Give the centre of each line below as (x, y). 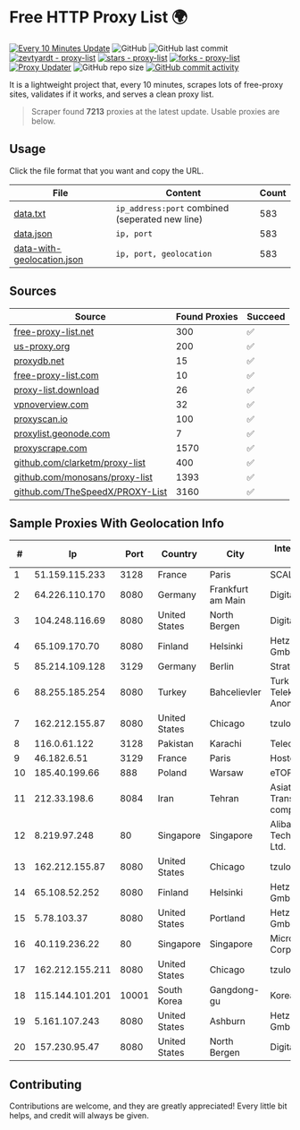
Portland (227, 919)
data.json (33, 234)
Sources (33, 291)
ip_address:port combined (172, 208)
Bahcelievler (235, 692)
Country (179, 554)
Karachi (226, 744)
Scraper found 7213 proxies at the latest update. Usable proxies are (155, 111)
